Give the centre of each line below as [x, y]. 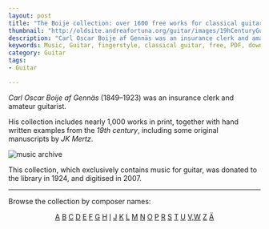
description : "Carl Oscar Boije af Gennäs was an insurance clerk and [128, 38]
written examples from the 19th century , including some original [113, 130]
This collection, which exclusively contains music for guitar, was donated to [133, 170]
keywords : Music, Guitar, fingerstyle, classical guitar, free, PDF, [127, 46]
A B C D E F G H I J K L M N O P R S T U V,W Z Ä [134, 216]
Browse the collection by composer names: [80, 201]
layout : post [30, 16]
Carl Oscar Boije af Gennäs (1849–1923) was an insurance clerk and [121, 98]
